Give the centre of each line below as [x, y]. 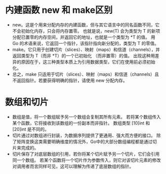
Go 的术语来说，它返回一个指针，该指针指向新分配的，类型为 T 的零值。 [85, 43]
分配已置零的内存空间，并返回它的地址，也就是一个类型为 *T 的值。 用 [84, 37]
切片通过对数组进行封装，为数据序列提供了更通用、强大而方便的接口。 [84, 135]
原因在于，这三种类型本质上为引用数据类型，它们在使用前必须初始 [88, 62]
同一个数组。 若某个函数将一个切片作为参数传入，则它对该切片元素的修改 [86, 160]
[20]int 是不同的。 [31, 129]
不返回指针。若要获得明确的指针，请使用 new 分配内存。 [70, 80]
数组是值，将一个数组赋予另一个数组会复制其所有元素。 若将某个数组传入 [86, 117]
